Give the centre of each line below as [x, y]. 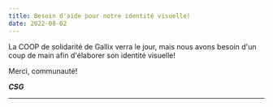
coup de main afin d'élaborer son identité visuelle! [92, 55]
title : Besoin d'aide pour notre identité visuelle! [100, 16]
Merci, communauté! [43, 71]
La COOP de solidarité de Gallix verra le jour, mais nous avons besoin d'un [133, 46]
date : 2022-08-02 [38, 24]
